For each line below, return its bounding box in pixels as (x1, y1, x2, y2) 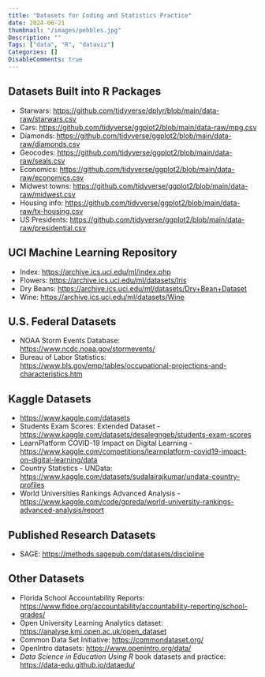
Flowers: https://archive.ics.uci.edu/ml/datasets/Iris (19, 275, 187, 285)
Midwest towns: (19, 181, 72, 190)
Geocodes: (19, 148, 56, 157)
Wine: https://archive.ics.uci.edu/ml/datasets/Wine (19, 292, 185, 301)
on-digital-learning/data (19, 455, 98, 465)
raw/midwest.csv (19, 189, 77, 199)
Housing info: (19, 198, 64, 208)
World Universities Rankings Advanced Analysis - (19, 488, 181, 498)
